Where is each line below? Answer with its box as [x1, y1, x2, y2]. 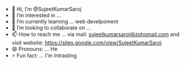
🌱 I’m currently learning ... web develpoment [11, 18, 119, 25]
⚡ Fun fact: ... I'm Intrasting [11, 52, 77, 59]
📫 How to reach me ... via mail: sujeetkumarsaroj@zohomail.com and [11, 31, 180, 37]
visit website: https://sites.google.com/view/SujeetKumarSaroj [11, 39, 162, 46]
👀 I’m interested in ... [11, 12, 61, 19]
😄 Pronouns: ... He [11, 46, 57, 52]
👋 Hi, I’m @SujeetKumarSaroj [11, 6, 82, 12]
